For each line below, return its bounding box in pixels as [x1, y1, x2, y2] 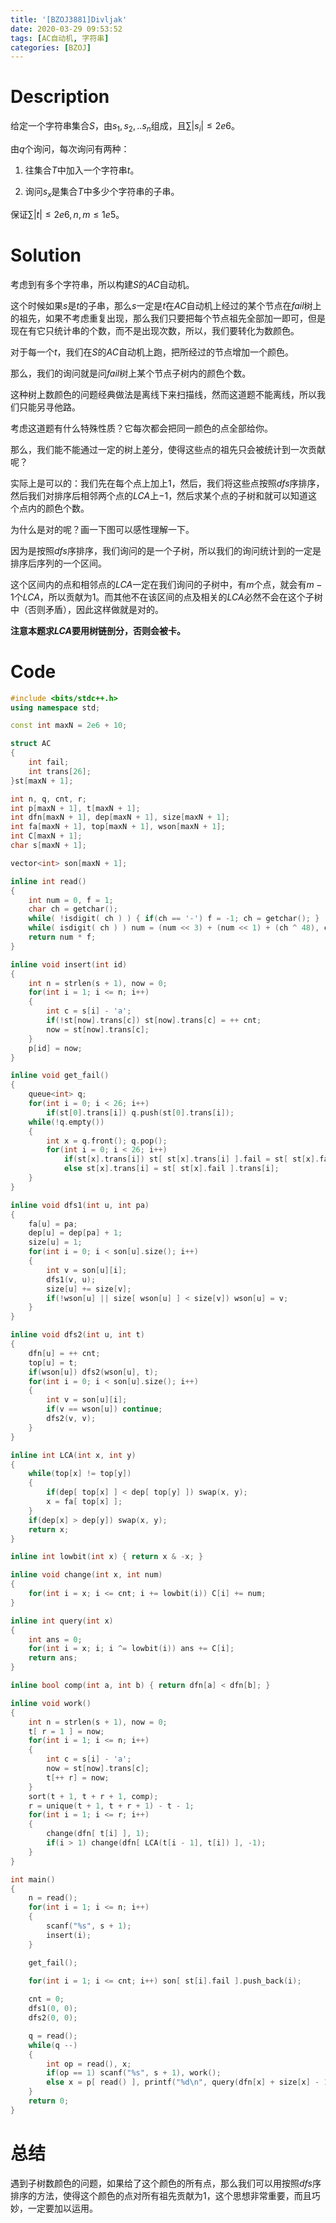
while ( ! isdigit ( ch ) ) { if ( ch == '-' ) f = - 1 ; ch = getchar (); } [28, 914, 320, 924]
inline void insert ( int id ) [10, 959, 128, 970]
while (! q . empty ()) [28, 1117, 105, 1127]
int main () [10, 1874, 56, 1885]
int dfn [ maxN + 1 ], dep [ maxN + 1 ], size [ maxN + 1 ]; [10, 812, 230, 823]
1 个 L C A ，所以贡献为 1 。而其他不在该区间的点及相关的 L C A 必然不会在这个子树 [10, 591, 323, 603]
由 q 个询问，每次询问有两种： [10, 142, 130, 155]
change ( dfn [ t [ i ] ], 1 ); [46, 1829, 150, 1839]
